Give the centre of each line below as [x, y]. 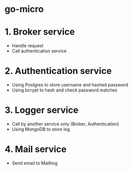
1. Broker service [40, 32]
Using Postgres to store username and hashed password [70, 85]
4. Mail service [35, 149]
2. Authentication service [58, 71]
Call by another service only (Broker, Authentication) [66, 124]
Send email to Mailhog [35, 163]
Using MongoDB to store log [41, 129]
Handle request [28, 46]
